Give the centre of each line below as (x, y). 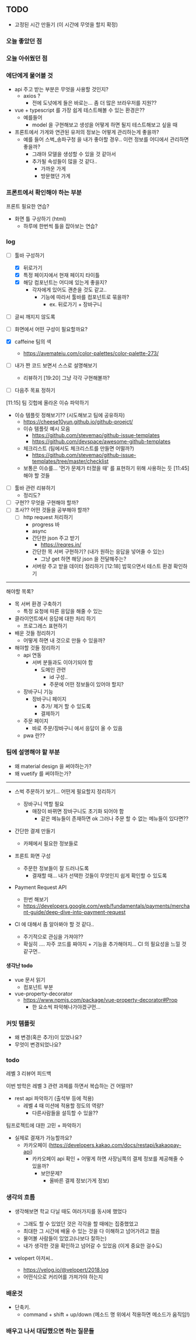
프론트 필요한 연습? (28, 207)
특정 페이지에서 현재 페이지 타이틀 (62, 275)
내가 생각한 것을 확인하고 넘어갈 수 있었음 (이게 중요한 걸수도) (93, 1245)
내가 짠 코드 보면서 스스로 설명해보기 (56, 365)
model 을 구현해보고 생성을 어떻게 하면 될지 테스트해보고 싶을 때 (105, 125)
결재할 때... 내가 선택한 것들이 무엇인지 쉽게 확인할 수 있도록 (99, 875)
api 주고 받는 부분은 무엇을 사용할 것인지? (62, 89)
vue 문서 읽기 (30, 980)
